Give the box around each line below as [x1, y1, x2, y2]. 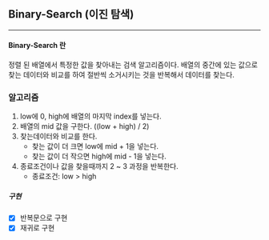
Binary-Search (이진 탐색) [8, 7, 134, 22]
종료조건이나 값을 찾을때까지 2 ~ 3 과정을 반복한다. [19, 162, 179, 171]
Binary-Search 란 [8, 41, 66, 50]
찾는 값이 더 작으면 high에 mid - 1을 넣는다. [31, 151, 167, 162]
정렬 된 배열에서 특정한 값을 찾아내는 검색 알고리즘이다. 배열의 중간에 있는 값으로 [8, 60, 259, 70]
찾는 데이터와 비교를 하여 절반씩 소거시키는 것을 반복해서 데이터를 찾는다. [8, 70, 235, 80]
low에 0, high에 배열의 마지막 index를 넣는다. [19, 111, 162, 122]
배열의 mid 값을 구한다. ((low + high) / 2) [19, 122, 150, 131]
